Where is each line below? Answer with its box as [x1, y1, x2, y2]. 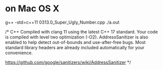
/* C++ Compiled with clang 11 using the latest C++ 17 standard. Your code [5, 29, 158, 35]
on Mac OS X [5, 3, 60, 14]
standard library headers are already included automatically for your [5, 44, 145, 50]
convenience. [5, 50, 33, 56]
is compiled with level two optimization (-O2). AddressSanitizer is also [5, 34, 149, 40]
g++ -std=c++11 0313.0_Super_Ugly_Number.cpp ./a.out [5, 19, 120, 25]
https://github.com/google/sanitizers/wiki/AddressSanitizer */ [5, 59, 131, 65]
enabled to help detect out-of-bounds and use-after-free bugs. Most [5, 39, 146, 45]
